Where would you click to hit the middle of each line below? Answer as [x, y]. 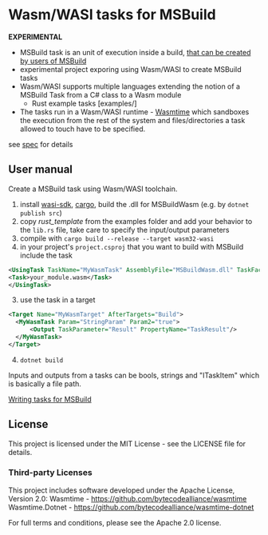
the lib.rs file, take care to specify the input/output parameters [124, 230]
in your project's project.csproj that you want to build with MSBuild [132, 246]
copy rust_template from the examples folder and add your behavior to [136, 221]
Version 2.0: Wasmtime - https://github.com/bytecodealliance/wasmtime [128, 498]
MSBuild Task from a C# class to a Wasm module [100, 94]
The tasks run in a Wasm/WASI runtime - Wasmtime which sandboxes [134, 112]
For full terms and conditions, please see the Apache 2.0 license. [115, 522]
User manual [41, 170]
